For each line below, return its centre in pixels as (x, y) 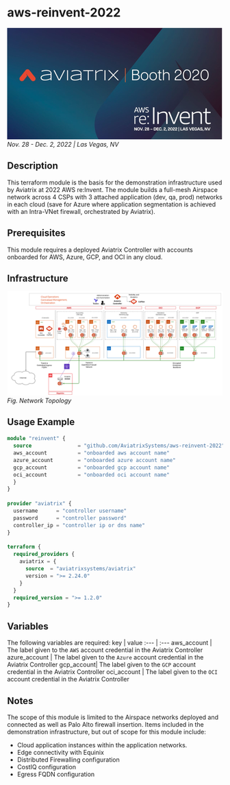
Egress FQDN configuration (56, 774)
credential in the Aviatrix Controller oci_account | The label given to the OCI (112, 672)
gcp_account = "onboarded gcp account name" (91, 468)
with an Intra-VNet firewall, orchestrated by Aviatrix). (81, 211)
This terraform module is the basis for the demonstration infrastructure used (115, 182)
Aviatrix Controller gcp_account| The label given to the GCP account (102, 665)
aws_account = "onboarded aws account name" (91, 453)
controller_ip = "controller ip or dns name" (79, 525)
